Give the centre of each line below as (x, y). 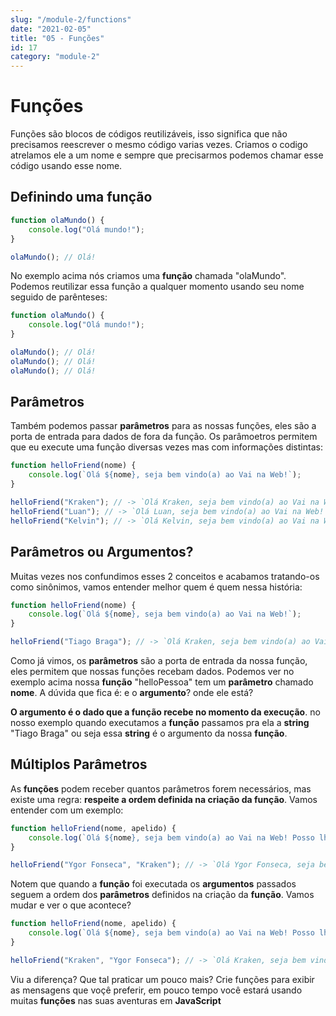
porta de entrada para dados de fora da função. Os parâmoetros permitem (164, 437)
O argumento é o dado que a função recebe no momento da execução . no (165, 712)
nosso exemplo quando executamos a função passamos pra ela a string (160, 722)
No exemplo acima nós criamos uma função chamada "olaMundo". (148, 276)
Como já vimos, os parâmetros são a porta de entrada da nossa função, (159, 660)
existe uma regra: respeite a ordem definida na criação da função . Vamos (164, 799)
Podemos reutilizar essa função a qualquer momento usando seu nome (157, 287)
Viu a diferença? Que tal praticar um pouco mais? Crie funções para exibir (162, 979)
